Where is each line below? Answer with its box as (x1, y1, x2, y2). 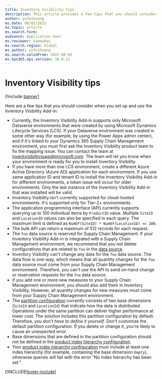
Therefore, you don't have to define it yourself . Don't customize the (12, 318, 147, 324)
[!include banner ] (5, 94, 40, 99)
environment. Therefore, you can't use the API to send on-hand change (12, 267, 155, 273)
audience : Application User (5, 34, 62, 39)
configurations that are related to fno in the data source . (12, 246, 124, 252)
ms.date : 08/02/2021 (5, 20, 47, 26)
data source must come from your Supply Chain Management (12, 262, 135, 268)
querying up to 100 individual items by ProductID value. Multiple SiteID (12, 210, 153, 216)
